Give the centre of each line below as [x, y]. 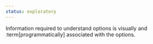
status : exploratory [31, 11]
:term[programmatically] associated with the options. [71, 34]
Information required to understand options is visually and [76, 28]
